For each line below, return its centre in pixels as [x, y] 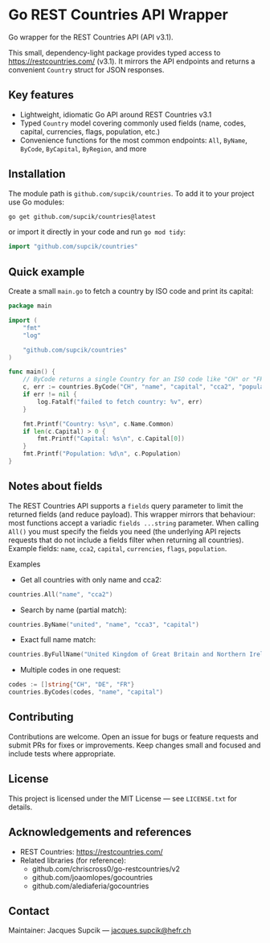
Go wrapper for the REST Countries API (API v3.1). [91, 37]
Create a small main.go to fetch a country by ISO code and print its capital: [131, 291]
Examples [25, 564]
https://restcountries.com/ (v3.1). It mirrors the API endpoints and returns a [132, 61]
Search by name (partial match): [73, 610]
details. [20, 807]
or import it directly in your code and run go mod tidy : [97, 232]
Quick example [47, 272]
